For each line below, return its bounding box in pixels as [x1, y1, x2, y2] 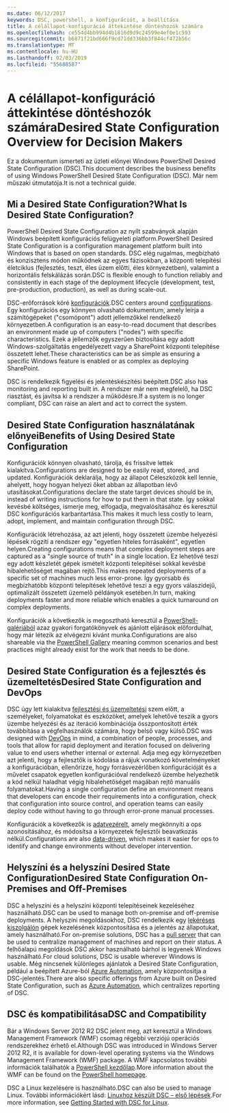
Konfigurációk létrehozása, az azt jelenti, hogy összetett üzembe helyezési [7, 530, 217, 538]
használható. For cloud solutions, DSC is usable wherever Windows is [7, 952, 202, 960]
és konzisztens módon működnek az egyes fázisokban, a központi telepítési [7, 256, 221, 264]
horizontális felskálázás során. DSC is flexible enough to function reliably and [7, 271, 223, 279]
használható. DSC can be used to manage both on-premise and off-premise [7, 908, 219, 916]
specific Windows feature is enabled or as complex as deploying [7, 357, 189, 365]
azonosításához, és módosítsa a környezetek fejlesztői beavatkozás [7, 827, 198, 836]
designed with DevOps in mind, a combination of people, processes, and [7, 734, 212, 742]
